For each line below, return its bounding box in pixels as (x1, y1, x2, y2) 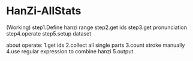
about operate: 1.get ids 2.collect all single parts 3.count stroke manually (6, 41, 185, 49)
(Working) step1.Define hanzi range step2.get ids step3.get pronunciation (6, 24, 188, 31)
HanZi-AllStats (6, 4, 82, 18)
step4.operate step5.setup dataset (6, 30, 92, 37)
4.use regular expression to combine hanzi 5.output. (6, 47, 135, 54)
